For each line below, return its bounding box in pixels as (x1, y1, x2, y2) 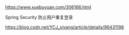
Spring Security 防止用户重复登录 (5, 14, 73, 20)
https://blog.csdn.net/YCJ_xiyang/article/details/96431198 (5, 24, 124, 30)
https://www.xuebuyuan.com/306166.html (5, 4, 92, 10)
